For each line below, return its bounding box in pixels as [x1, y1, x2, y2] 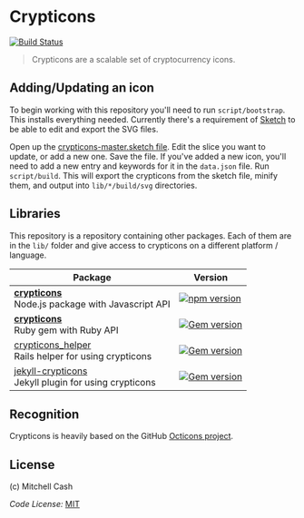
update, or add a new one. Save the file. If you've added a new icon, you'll [9, 151, 287, 161]
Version [193, 270, 229, 283]
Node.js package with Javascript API [14, 298, 171, 310]
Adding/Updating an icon [9, 80, 154, 96]
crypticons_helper [14, 338, 92, 351]
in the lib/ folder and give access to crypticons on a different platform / [9, 239, 279, 250]
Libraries [9, 206, 61, 221]
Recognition [9, 406, 80, 422]
